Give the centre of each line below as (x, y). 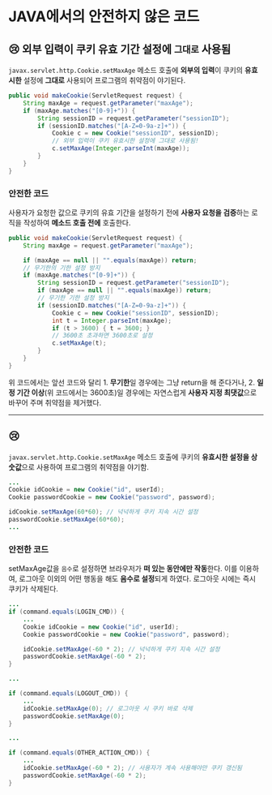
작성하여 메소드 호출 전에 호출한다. (77, 222)
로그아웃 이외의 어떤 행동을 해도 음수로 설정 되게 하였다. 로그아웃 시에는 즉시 (138, 579)
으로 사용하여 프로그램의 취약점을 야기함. (85, 466)
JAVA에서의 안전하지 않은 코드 (104, 17)
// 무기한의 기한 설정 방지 (62, 268)
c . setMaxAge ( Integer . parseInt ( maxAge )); (121, 148)
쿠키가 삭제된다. (34, 589)
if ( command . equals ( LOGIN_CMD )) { (67, 612)
